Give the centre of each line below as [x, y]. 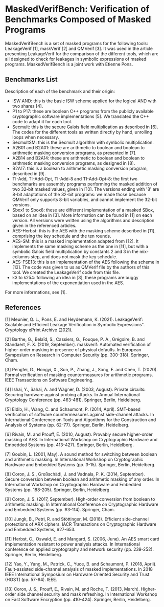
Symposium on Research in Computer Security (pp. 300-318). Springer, [77, 355]
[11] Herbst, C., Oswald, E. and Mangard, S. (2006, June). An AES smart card [82, 539]
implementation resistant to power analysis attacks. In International [72, 544]
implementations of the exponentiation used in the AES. [68, 283]
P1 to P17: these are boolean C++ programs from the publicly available [83, 111]
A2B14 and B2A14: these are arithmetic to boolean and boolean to [78, 158]
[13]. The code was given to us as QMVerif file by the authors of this [81, 267]
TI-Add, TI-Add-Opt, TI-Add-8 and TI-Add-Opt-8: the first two [75, 179]
